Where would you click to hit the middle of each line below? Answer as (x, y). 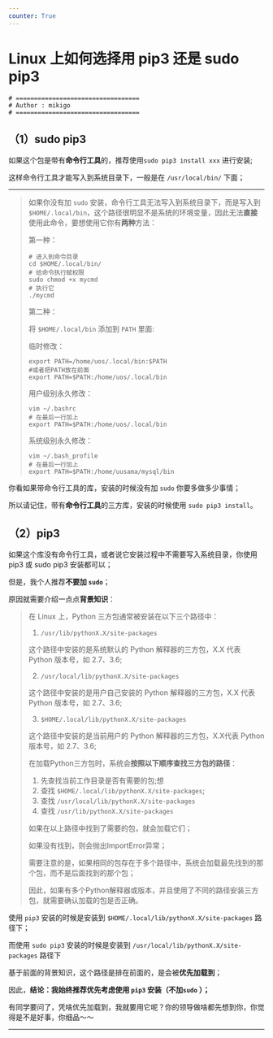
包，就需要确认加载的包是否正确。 (85, 901)
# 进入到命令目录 (53, 257)
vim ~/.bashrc (52, 409)
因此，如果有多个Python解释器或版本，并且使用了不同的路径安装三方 (143, 890)
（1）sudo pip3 (48, 139)
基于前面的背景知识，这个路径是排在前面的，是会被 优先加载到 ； (115, 973)
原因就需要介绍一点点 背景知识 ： (62, 599)
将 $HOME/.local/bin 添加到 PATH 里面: (91, 329)
